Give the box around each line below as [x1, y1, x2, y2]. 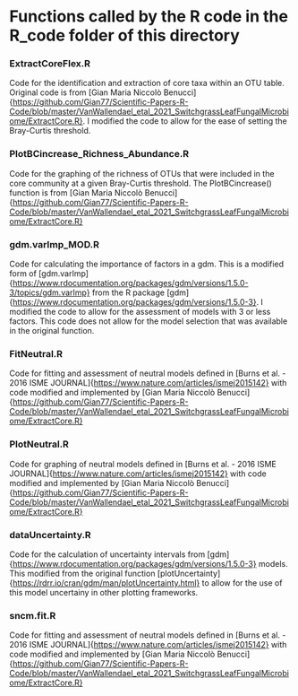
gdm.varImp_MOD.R [9, 238, 100, 250]
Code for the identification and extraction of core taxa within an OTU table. [9, 78, 285, 89]
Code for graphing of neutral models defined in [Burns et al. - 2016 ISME [9, 458, 277, 469]
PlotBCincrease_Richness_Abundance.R [9, 148, 190, 161]
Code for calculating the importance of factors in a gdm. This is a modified [9, 258, 285, 270]
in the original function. [9, 326, 95, 336]
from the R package [91, 287, 166, 298]
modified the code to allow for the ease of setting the [90, 116, 288, 126]
